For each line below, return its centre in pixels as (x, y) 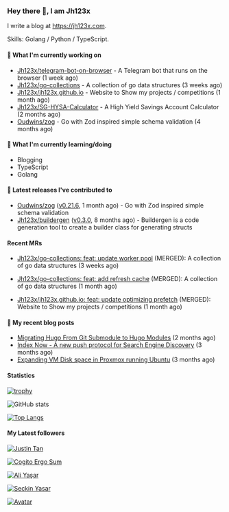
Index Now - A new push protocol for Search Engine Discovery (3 (109, 345)
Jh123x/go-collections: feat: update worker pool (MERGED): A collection (119, 258)
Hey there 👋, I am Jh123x (49, 11)
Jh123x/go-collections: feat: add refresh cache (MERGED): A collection (117, 279)
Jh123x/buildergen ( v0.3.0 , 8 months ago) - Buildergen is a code (108, 220)
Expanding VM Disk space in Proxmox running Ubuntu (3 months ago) (116, 359)
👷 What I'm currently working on (54, 55)
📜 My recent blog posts (41, 322)
